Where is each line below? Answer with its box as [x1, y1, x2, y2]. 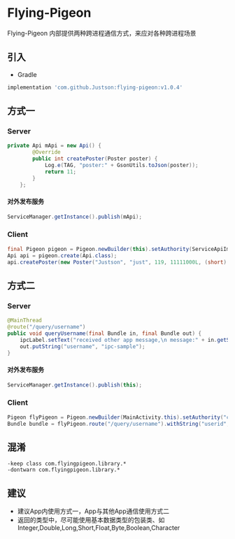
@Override [32, 149, 61, 156]
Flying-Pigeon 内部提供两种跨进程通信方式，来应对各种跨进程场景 [7, 29, 197, 37]
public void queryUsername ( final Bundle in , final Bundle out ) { [7, 330, 201, 337]
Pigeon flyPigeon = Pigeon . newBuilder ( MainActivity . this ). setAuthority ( [7, 414, 224, 421]
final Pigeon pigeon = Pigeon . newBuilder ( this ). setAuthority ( [7, 245, 192, 252]
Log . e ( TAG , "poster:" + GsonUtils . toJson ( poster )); [44, 161, 199, 168]
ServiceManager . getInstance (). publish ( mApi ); [7, 213, 142, 220]
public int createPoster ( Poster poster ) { [32, 155, 158, 162]
